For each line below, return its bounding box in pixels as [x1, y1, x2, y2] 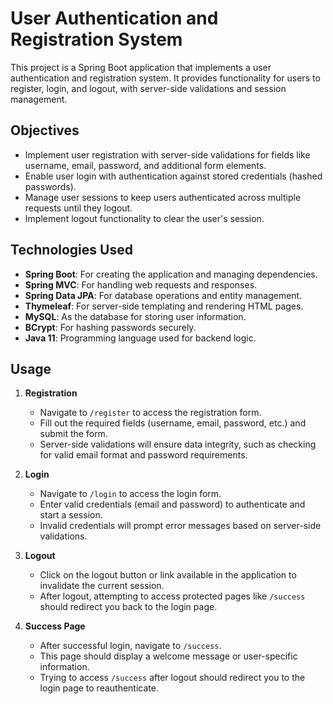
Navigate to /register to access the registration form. [39, 407, 262, 419]
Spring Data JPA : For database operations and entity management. [24, 289, 303, 301]
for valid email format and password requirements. [39, 449, 248, 461]
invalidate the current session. [39, 580, 165, 592]
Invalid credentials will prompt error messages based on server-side [39, 520, 322, 532]
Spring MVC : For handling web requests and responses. [24, 278, 258, 291]
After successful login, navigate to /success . [39, 640, 222, 652]
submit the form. [39, 428, 108, 440]
